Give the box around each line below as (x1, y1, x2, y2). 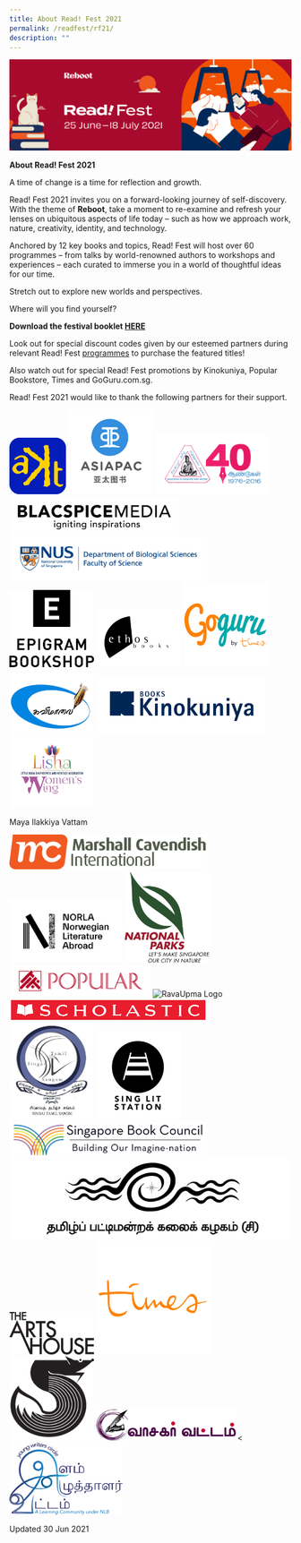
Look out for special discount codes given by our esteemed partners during (9, 338, 288, 348)
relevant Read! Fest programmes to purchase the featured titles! (9, 347, 245, 358)
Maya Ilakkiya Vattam (9, 817, 88, 827)
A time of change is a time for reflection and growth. (9, 176, 202, 187)
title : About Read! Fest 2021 (9, 14, 123, 23)
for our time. (9, 269, 56, 279)
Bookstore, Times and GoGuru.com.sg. (9, 374, 153, 385)
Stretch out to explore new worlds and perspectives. (9, 286, 203, 296)
